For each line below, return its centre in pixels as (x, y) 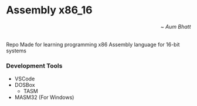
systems (16, 51)
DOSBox (25, 84)
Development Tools (34, 66)
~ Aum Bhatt (176, 26)
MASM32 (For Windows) (44, 97)
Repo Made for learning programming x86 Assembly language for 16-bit (93, 45)
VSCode (25, 79)
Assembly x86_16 (49, 10)
